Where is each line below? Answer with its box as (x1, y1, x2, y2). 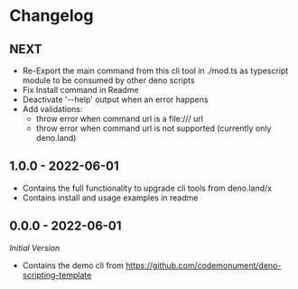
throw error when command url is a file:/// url (35, 114, 203, 124)
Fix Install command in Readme (22, 85, 139, 95)
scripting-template (22, 269, 92, 280)
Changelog (9, 5, 94, 26)
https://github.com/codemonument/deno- (126, 259, 282, 271)
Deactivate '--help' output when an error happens (22, 94, 209, 105)
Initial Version (9, 242, 61, 253)
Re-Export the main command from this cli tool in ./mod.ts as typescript (22, 65, 289, 76)
